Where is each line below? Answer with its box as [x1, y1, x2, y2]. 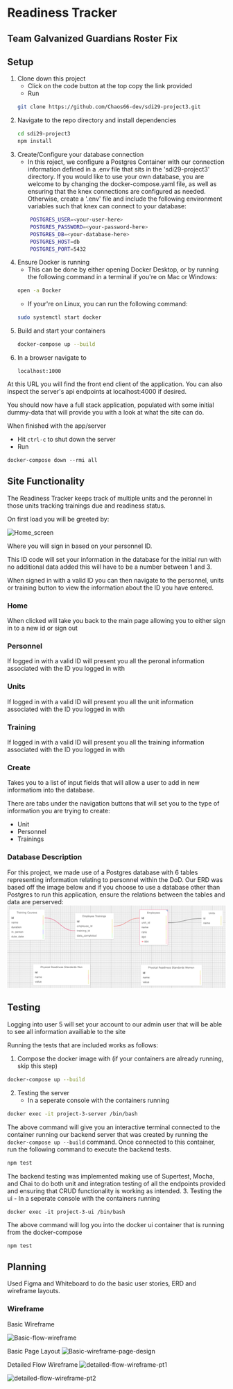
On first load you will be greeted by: [7, 515, 110, 523]
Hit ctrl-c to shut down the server [17, 435, 116, 444]
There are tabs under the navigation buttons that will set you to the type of [7, 799, 220, 808]
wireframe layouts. [7, 1287, 60, 1295]
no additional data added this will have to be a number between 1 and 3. [7, 563, 213, 571]
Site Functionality [7, 476, 85, 488]
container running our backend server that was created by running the [7, 1130, 208, 1138]
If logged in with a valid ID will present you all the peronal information [7, 657, 205, 665]
